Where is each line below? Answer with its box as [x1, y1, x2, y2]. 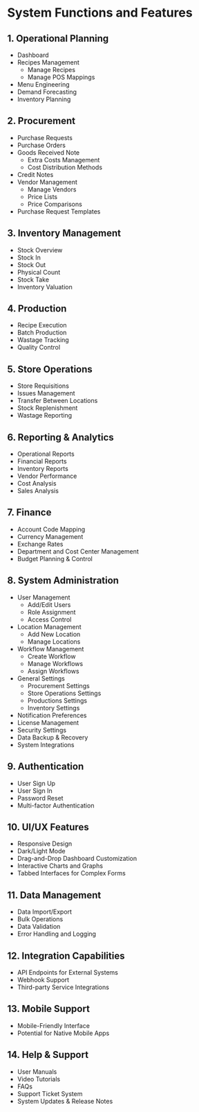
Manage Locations [27, 637, 81, 646]
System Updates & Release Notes [17, 1097, 113, 1105]
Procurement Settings [27, 681, 90, 690]
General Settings [17, 674, 66, 683]
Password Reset [17, 794, 64, 802]
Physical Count [17, 268, 61, 276]
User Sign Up [17, 779, 56, 787]
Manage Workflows [27, 659, 84, 667]
